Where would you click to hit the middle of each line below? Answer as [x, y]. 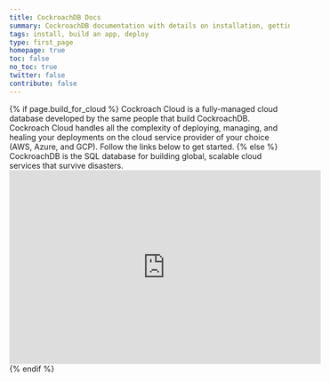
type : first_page [41, 42]
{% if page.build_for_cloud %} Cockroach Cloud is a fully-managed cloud [144, 108]
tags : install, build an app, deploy [79, 34]
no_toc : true [33, 68]
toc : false [29, 59]
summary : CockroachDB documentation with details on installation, [137, 26]
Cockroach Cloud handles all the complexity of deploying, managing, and [144, 127]
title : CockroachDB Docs [55, 17]
